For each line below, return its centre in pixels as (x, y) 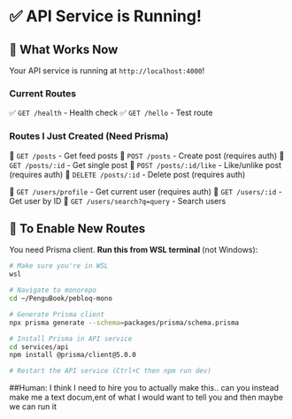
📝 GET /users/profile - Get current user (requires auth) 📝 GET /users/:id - (146, 191)
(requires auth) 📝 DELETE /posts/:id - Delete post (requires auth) (127, 174)
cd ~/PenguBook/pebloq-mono (61, 299)
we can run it (33, 407)
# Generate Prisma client (57, 314)
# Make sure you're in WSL (59, 266)
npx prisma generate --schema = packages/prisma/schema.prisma (124, 323)
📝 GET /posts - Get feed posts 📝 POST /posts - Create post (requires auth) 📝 (147, 156)
